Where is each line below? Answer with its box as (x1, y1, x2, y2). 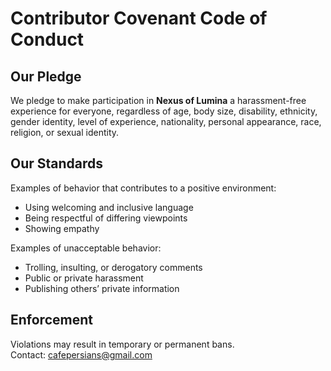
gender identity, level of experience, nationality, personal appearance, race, (10, 116, 322, 127)
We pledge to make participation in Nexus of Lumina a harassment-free (10, 95, 307, 106)
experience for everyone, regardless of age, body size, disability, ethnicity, (10, 105, 318, 117)
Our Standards (10, 155, 104, 172)
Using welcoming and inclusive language (24, 201, 194, 213)
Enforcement (10, 312, 93, 329)
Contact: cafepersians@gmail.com (10, 348, 153, 361)
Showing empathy (24, 222, 100, 234)
